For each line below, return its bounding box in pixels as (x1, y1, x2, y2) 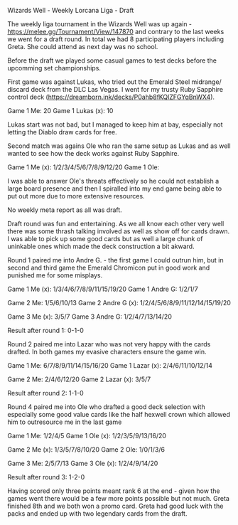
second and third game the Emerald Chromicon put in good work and (7, 263, 210, 272)
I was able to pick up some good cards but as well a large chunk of (7, 235, 203, 243)
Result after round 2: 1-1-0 (7, 389, 84, 397)
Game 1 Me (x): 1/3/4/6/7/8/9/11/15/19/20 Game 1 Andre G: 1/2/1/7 (7, 285, 199, 293)
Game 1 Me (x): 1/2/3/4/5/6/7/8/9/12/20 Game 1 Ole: (7, 163, 160, 171)
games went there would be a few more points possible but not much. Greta (7, 494, 229, 502)
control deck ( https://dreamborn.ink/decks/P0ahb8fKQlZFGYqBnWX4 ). (7, 92, 215, 101)
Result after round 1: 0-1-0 (7, 327, 84, 334)
